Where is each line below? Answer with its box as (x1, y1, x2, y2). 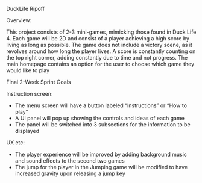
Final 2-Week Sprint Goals (6, 78, 71, 85)
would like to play (6, 67, 50, 74)
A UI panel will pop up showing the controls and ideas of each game (14, 114, 185, 122)
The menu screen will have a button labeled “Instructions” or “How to (14, 102, 187, 109)
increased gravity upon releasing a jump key (14, 170, 125, 177)
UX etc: (6, 139, 25, 146)
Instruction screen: (6, 90, 53, 97)
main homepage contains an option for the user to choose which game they (6, 60, 195, 67)
